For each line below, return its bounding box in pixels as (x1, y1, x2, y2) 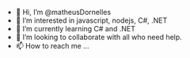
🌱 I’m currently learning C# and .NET (15, 24, 136, 33)
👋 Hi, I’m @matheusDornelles (15, 8, 112, 16)
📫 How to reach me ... (15, 42, 89, 50)
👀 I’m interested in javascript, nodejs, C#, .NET (15, 16, 168, 25)
